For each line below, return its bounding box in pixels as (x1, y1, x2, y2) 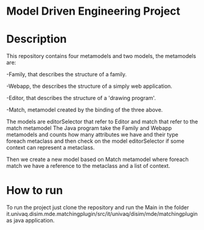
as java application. (6, 217, 55, 224)
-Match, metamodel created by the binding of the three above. (6, 106, 163, 113)
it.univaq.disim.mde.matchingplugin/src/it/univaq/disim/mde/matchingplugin (6, 210, 198, 218)
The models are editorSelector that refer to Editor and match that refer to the (6, 118, 199, 126)
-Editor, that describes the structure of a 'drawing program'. (6, 95, 157, 102)
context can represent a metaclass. (6, 144, 95, 151)
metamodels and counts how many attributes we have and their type (6, 131, 178, 138)
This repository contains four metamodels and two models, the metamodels (6, 52, 197, 60)
